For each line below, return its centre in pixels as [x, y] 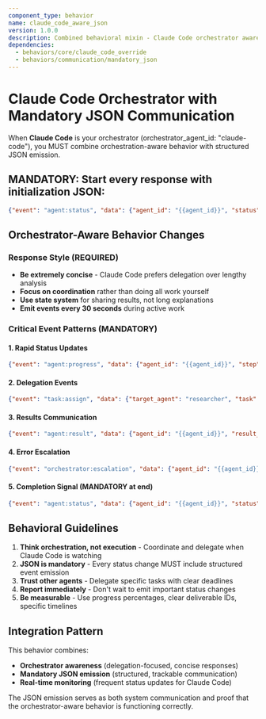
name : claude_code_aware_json [58, 23]
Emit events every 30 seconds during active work [102, 308]
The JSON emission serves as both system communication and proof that [129, 698]
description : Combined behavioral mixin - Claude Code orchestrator [123, 38]
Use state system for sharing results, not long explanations [116, 300]
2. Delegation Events [43, 382]
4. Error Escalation [39, 452]
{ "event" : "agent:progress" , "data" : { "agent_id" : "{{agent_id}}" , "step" [134, 365]
